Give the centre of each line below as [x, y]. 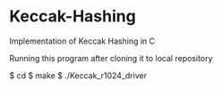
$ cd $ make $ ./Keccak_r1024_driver [78, 75]
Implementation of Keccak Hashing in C [82, 41]
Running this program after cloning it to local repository [111, 58]
